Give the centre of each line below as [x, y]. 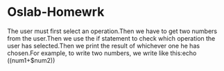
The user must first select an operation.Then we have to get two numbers [112, 31]
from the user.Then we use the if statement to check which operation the [111, 38]
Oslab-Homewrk [56, 12]
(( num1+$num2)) [31, 60]
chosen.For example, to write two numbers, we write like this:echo [102, 53]
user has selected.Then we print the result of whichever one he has [103, 45]
